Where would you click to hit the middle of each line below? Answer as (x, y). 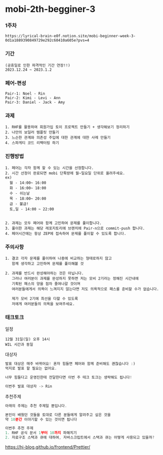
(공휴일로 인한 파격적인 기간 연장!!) (38, 65)
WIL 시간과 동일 (19, 345)
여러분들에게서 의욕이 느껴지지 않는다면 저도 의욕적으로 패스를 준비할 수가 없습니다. (85, 289)
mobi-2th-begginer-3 (50, 9)
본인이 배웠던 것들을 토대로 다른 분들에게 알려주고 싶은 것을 (58, 415)
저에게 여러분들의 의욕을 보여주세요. (43, 304)
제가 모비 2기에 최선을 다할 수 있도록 (45, 298)
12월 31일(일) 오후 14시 (28, 340)
